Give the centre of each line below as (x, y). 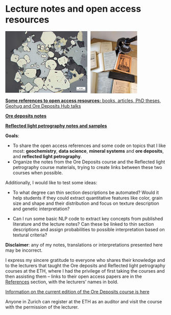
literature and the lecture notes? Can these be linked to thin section (83, 224)
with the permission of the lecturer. (42, 307)
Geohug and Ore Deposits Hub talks (43, 106)
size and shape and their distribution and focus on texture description (86, 203)
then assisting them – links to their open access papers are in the (74, 276)
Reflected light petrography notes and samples (56, 126)
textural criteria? (30, 235)
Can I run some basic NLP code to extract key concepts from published (88, 219)
